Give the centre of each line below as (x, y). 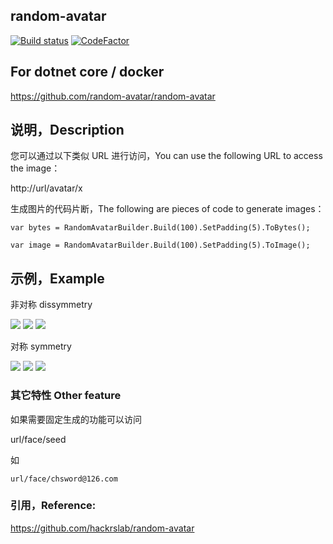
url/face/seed (38, 439)
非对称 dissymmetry (51, 305)
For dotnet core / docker (87, 72)
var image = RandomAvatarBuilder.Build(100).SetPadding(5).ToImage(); (160, 245)
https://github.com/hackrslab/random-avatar (102, 528)
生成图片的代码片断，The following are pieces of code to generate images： (167, 209)
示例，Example (57, 278)
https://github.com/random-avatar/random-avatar (113, 96)
